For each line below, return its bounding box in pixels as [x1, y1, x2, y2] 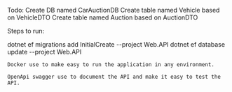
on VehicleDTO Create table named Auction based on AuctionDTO [7, 13, 198, 22]
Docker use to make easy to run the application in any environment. [7, 61, 215, 68]
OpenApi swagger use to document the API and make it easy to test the [7, 73, 221, 80]
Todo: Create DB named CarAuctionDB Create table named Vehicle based [7, 6, 220, 14]
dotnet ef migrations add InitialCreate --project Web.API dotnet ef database [7, 40, 226, 48]
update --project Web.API [7, 48, 82, 56]
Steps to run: [7, 27, 45, 35]
